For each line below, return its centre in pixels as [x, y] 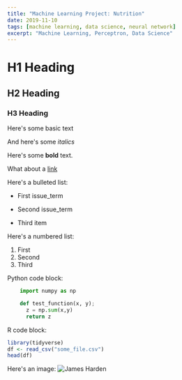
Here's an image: [32, 369]
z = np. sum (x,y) [49, 310]
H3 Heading [28, 113]
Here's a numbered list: [41, 236]
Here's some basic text [40, 128]
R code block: [27, 330]
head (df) [20, 356]
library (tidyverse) [36, 342]
